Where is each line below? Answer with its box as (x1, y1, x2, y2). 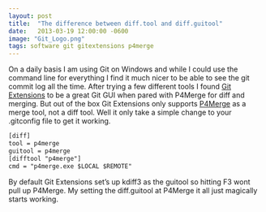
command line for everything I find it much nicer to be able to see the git (8, 73, 250, 83)
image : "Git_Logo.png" (8, 34, 85, 43)
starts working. (8, 194, 59, 204)
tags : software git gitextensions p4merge (8, 42, 154, 50)
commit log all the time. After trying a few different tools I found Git (8, 82, 232, 92)
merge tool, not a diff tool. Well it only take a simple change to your (8, 107, 233, 118)
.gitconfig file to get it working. (8, 116, 111, 126)
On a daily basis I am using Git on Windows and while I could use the (8, 64, 238, 74)
